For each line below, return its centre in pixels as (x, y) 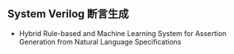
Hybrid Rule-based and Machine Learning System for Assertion (123, 33)
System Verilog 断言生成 (68, 14)
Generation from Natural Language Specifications (100, 41)
